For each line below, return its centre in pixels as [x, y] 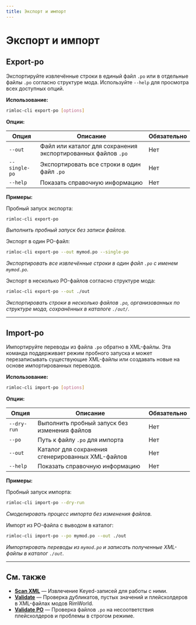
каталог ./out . [46, 553]
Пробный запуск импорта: [39, 492]
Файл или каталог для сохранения [89, 146]
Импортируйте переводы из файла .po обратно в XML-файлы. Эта [88, 347]
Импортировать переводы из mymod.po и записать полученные [84, 547]
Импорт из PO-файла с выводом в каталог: [60, 525]
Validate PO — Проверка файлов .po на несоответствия [84, 610]
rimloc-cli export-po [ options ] [45, 111]
